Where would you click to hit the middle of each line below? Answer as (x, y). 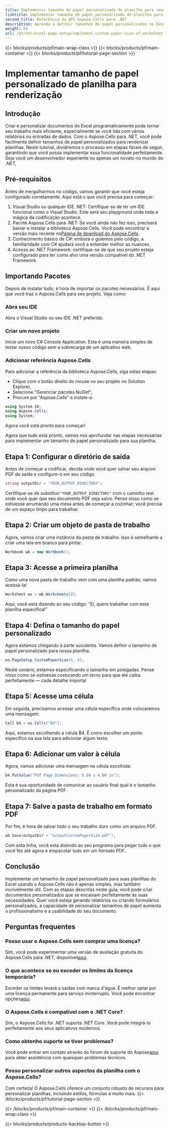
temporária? (21, 977)
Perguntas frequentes (40, 927)
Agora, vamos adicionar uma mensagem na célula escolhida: (68, 766)
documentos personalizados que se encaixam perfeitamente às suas (77, 894)
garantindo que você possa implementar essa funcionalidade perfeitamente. (84, 153)
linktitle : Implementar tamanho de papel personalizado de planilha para (84, 15)
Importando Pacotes (38, 276)
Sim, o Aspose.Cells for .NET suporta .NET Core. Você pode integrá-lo (78, 1023)
